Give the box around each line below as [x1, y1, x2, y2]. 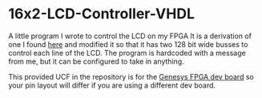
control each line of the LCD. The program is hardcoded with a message [8, 48, 246, 57]
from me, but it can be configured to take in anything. [8, 57, 184, 66]
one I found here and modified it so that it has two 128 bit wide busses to [8, 39, 248, 49]
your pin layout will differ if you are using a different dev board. [8, 80, 216, 90]
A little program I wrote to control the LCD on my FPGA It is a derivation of [8, 31, 252, 41]
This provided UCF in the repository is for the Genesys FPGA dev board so [8, 72, 254, 81]
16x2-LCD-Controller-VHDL [8, 5, 195, 23]
